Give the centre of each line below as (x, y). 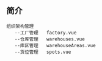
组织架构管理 (20, 26)
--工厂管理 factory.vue (46, 33)
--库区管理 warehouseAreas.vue (55, 45)
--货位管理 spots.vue (43, 52)
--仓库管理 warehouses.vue (50, 39)
